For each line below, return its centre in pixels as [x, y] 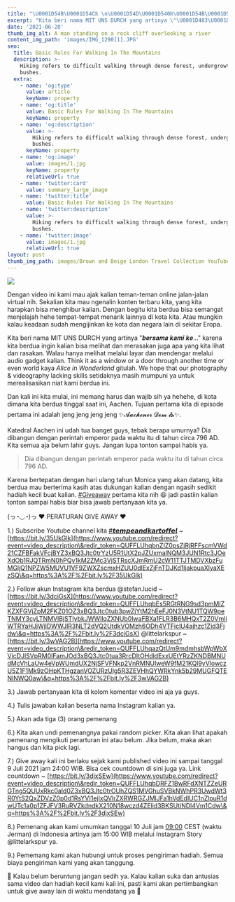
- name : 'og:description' [58, 124]
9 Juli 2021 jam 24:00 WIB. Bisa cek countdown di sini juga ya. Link [104, 768]
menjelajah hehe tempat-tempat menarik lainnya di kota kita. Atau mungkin [115, 317]
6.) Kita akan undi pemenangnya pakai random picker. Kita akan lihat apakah [117, 732]
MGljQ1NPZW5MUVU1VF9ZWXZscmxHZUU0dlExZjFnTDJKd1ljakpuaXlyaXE [116, 568]
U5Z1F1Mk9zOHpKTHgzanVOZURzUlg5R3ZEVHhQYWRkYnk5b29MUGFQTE [117, 671]
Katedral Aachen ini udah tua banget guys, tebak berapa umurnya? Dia [109, 430]
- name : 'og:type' [47, 86]
